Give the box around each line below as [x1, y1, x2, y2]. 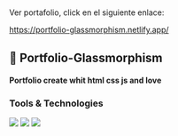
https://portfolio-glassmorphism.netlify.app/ [9, 25, 170, 36]
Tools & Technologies [9, 97, 104, 109]
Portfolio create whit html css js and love [9, 75, 162, 86]
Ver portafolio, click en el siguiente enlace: [9, 7, 165, 18]
